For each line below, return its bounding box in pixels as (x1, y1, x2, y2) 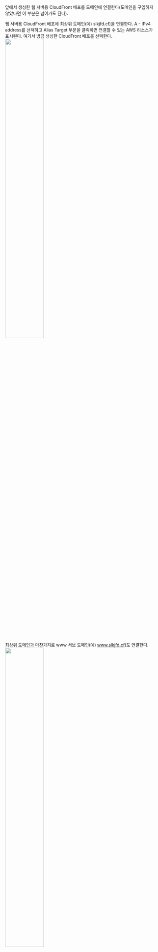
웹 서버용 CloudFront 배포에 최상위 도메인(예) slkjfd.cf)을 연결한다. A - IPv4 (5, 21, 151, 27)
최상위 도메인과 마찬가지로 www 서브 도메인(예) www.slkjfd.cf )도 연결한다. (5, 642, 149, 648)
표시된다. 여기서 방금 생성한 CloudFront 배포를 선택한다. (5, 33, 113, 39)
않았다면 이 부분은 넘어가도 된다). (5, 10, 69, 16)
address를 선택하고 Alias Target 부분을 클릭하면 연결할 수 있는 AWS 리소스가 (5, 27, 153, 33)
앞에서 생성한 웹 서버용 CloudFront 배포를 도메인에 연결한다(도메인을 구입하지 (5, 4, 154, 10)
